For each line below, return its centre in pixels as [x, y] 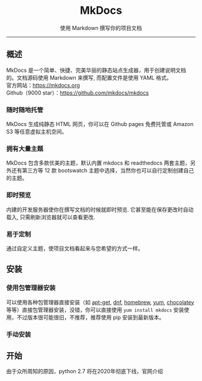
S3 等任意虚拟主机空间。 [37, 132]
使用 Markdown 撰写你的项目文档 [101, 28]
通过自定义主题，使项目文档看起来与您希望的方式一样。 [75, 248]
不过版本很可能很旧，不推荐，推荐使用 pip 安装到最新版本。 [90, 317]
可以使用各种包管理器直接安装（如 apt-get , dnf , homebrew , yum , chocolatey [100, 302]
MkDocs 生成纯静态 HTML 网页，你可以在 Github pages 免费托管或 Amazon [100, 124]
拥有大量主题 [25, 148]
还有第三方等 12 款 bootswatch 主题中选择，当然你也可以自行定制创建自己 [103, 171]
